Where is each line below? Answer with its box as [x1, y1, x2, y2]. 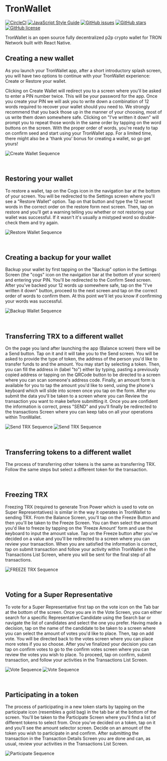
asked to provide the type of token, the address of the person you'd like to [5, 356, 158, 362]
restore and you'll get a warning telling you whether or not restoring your [5, 209, 155, 215]
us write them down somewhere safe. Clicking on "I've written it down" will [5, 114, 159, 120]
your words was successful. [5, 298, 63, 304]
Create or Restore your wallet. [5, 78, 67, 84]
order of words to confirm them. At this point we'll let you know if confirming [5, 293, 162, 299]
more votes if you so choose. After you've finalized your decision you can [5, 641, 157, 647]
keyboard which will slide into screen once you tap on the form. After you [5, 387, 156, 394]
